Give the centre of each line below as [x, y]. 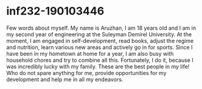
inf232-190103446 [55, 11]
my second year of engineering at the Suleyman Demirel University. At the [99, 34]
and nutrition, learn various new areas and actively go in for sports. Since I [99, 47]
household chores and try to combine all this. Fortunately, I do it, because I [100, 60]
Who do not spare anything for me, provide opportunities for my [86, 73]
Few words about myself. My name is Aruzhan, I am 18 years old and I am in [101, 28]
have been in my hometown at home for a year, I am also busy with [90, 53]
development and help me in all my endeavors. [65, 79]
